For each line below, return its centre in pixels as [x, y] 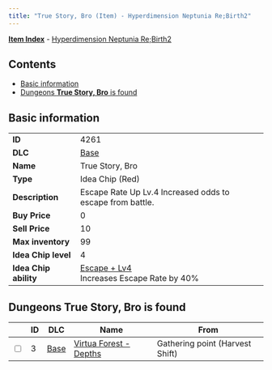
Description [36, 198]
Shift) [167, 354]
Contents [32, 64]
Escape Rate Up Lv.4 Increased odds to [155, 193]
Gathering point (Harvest [204, 343]
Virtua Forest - [102, 343]
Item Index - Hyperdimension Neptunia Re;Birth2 [90, 39]
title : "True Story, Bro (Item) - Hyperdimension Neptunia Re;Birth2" [130, 16]
